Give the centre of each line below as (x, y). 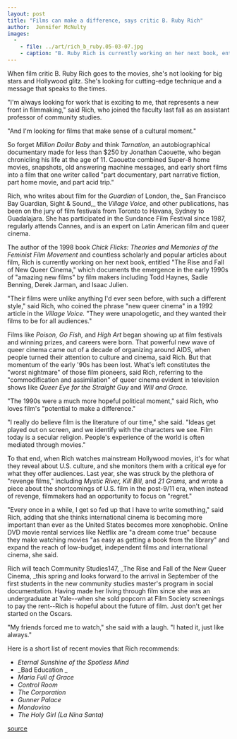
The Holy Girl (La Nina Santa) (61, 714)
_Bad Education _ (43, 670)
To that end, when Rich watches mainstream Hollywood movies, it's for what (119, 458)
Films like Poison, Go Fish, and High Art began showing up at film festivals (115, 334)
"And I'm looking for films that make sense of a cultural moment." (102, 131)
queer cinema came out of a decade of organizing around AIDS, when (109, 349)
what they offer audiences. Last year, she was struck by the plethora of (111, 473)
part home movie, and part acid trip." (61, 182)
